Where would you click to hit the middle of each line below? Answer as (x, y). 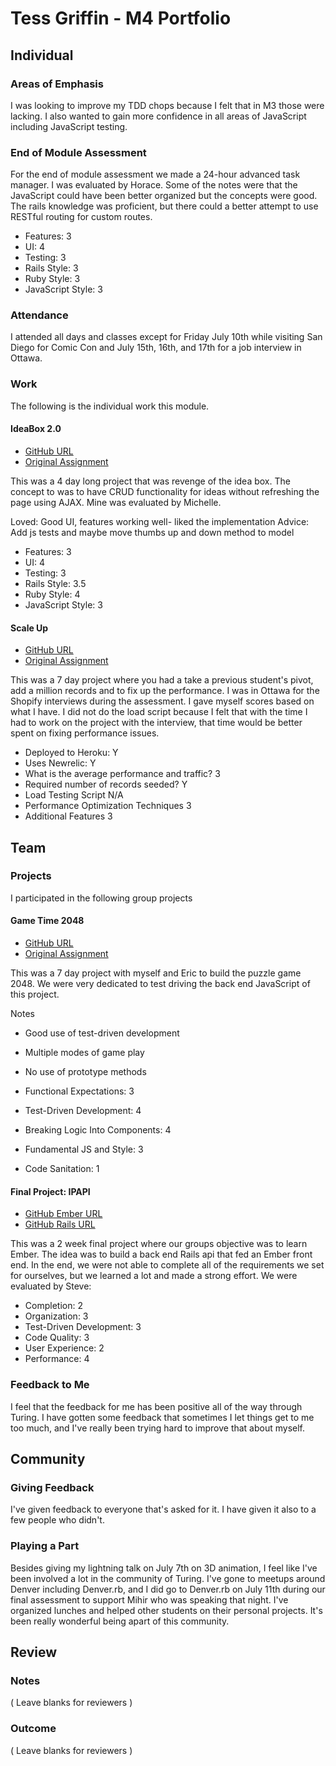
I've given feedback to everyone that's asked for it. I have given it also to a (163, 1509)
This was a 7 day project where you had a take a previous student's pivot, (162, 680)
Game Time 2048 (47, 921)
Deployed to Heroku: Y (71, 753)
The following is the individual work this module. (110, 406)
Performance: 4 (57, 1359)
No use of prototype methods (85, 1072)
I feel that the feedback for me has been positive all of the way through (156, 1406)
